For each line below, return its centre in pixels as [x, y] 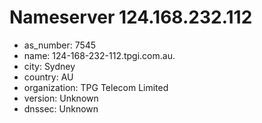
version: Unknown [61, 98]
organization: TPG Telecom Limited [96, 87]
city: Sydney [49, 66]
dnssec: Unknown [61, 108]
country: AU [48, 77]
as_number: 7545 [60, 45]
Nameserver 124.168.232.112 [131, 17]
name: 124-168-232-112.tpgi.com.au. [99, 55]
